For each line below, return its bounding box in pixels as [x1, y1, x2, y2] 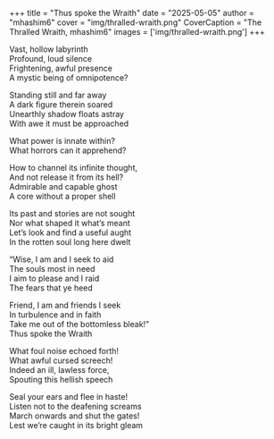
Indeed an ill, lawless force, [9, 365, 110, 375]
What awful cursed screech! [9, 355, 113, 366]
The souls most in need [9, 264, 95, 274]
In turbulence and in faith [9, 309, 102, 320]
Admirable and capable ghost [9, 182, 118, 191]
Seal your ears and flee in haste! [9, 392, 128, 401]
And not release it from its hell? [9, 172, 124, 182]
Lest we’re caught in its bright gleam [9, 420, 144, 430]
